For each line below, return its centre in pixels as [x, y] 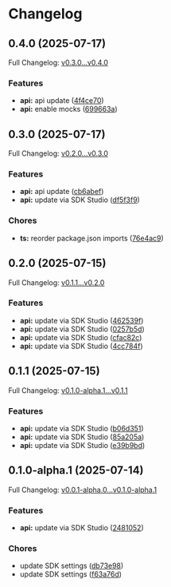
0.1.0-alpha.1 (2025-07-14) [76, 471]
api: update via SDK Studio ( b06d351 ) [82, 428]
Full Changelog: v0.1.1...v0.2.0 [56, 282]
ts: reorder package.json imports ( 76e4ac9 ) [92, 238]
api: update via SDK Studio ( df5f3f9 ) [80, 200]
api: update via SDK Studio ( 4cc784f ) [81, 346]
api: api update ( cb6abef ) [62, 192]
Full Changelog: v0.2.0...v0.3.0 [58, 153]
